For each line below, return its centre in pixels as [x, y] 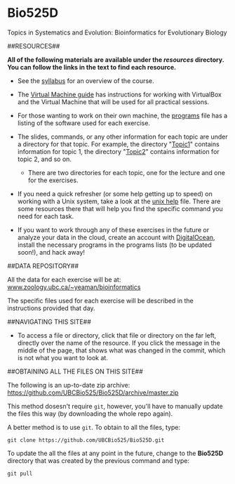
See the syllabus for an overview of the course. [86, 81]
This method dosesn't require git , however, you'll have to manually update [115, 406]
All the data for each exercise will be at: [64, 279]
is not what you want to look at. [63, 357]
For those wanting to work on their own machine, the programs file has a [122, 115]
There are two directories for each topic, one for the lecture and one [127, 172]
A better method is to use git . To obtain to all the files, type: [94, 427]
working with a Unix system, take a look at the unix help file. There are [119, 201]
